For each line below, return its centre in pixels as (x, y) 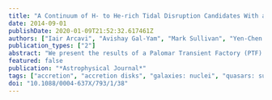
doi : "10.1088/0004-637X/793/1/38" (68, 83)
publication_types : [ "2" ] (52, 46)
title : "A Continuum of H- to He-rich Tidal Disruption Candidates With (134, 16)
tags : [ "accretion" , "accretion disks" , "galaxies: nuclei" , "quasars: (132, 76)
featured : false (36, 61)
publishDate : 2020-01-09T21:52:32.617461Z (81, 31)
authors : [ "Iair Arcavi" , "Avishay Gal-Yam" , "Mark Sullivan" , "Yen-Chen (136, 38)
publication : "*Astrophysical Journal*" (78, 69)
